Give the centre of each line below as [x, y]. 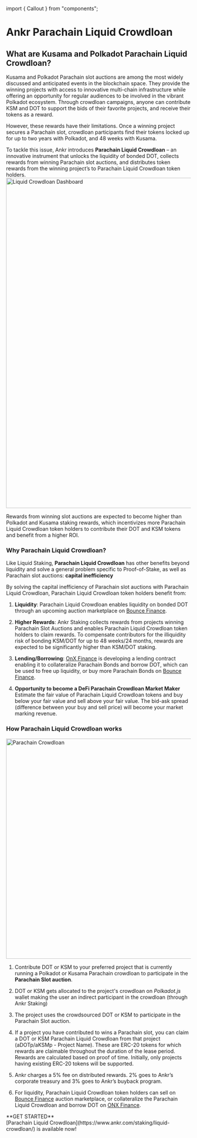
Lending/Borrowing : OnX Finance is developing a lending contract [95, 659]
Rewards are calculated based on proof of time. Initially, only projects [98, 1057]
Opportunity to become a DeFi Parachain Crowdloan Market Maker [97, 689]
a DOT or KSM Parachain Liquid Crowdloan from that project [87, 1038]
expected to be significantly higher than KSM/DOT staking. [86, 647]
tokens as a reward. [30, 115]
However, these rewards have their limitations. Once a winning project [91, 126]
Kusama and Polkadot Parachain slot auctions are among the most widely [95, 77]
